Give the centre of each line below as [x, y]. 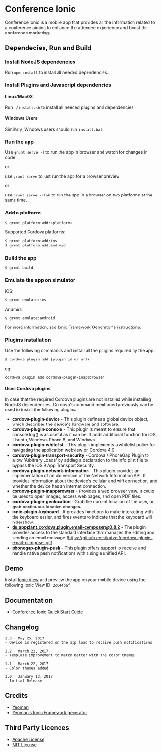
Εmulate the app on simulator [40, 280]
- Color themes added [27, 668]
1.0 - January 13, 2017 [29, 677]
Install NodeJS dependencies [40, 62]
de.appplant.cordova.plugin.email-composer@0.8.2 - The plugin [79, 527]
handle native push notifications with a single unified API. [69, 553]
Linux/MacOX [19, 97]
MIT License [24, 744]
